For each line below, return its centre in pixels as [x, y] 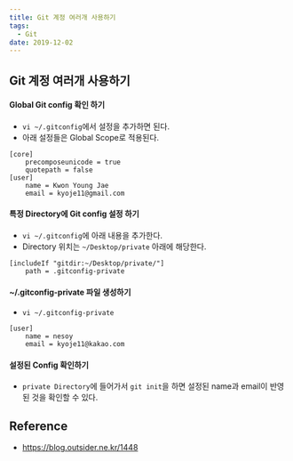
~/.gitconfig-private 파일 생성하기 [70, 292]
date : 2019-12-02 [41, 42]
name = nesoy [49, 336]
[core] [21, 154]
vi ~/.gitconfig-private [68, 313]
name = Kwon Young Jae [67, 185]
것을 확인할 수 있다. [65, 398]
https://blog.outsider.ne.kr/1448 [80, 448]
